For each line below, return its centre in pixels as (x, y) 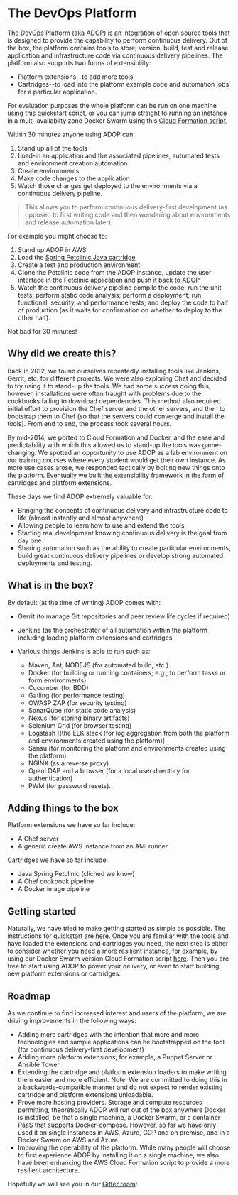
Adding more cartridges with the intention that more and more (108, 1034)
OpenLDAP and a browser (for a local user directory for (109, 770)
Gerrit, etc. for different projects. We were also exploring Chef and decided (117, 378)
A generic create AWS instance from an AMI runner (93, 846)
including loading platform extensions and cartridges (95, 638)
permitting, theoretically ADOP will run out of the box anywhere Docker (121, 1110)
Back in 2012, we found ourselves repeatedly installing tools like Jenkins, (114, 371)
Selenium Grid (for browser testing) (80, 725)
